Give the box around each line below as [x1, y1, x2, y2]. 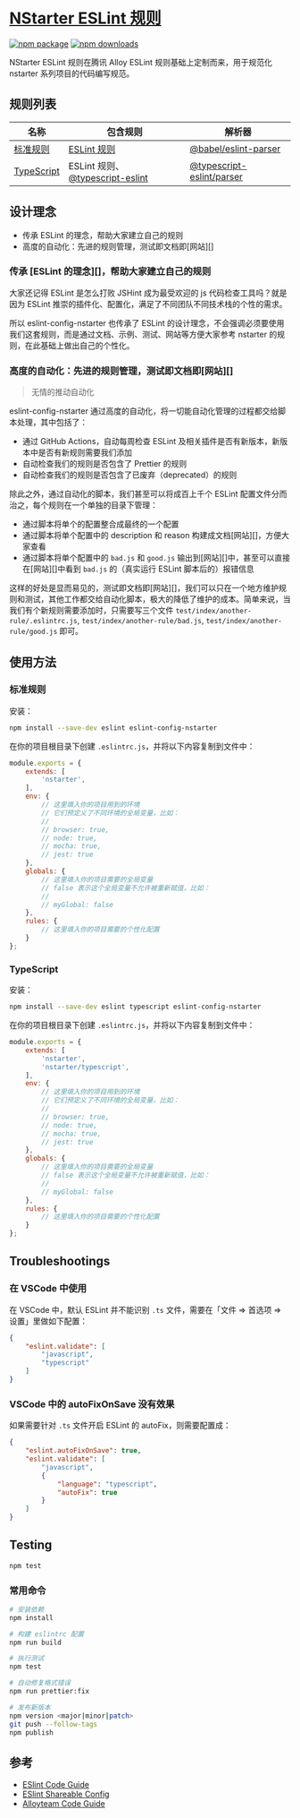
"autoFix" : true [56, 1488, 118, 1496]
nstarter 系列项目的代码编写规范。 [9, 68, 135, 79]
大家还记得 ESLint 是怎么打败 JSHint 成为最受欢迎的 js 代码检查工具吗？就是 [9, 287, 287, 298]
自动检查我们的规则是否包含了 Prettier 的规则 [21, 459, 187, 469]
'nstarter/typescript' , [41, 1062, 129, 1071]
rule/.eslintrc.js [9, 617, 78, 626]
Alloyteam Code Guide [21, 1798, 105, 1809]
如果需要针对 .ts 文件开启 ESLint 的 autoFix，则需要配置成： [9, 1420, 232, 1431]
